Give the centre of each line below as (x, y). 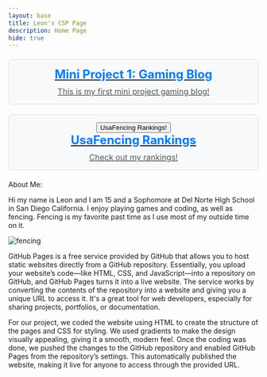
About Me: (25, 185)
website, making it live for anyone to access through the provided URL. (124, 365)
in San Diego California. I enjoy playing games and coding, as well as (120, 209)
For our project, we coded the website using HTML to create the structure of (133, 323)
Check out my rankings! (133, 158)
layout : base (30, 16)
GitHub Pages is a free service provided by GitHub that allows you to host (129, 257)
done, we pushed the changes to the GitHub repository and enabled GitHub (132, 348)
